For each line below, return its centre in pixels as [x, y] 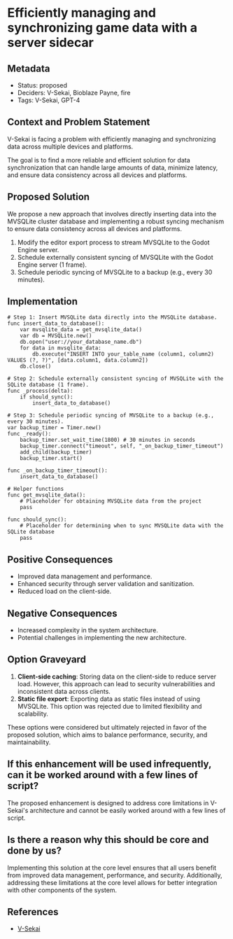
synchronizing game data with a [103, 28]
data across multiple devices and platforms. [70, 146]
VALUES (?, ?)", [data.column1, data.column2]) [78, 361]
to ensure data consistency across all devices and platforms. [94, 228]
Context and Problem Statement [79, 122]
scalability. [33, 714]
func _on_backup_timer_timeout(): [58, 471]
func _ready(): [29, 434]
